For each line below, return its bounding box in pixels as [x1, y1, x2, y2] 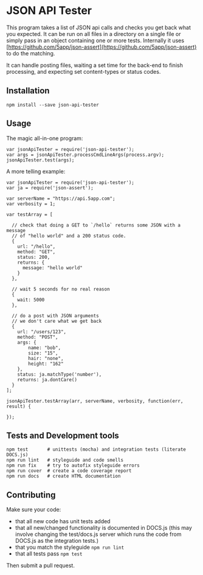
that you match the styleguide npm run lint [15, 543, 125, 551]
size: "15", [28, 350, 59, 356]
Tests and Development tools [6, 430, 120, 440]
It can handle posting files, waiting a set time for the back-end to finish [6, 62, 184, 69]
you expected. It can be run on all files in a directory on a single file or [6, 30, 181, 37]
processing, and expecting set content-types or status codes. [6, 68, 161, 75]
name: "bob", [28, 345, 61, 351]
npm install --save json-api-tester [6, 102, 99, 108]
